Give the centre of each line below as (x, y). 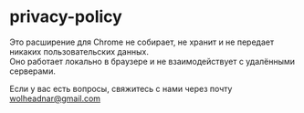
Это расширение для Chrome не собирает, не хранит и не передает (142, 42)
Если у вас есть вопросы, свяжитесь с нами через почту (121, 88)
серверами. (33, 71)
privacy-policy (66, 17)
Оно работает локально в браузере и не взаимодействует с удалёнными (152, 61)
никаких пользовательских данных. (79, 51)
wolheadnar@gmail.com (55, 98)
